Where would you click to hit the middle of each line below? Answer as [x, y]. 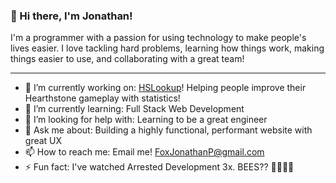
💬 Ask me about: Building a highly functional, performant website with [168, 130]
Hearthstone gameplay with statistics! [102, 98]
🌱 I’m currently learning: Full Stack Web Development [134, 109]
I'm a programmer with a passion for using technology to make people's [158, 38]
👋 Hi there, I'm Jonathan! [71, 16]
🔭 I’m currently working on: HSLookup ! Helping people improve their [165, 88]
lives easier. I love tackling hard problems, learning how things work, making [167, 48]
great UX [43, 141]
